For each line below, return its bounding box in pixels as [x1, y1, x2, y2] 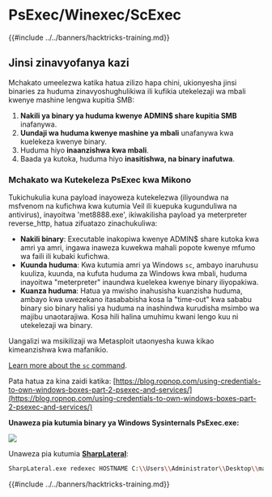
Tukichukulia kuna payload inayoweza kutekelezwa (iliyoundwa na [8, 192, 229, 202]
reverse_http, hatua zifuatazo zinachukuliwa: [8, 218, 158, 228]
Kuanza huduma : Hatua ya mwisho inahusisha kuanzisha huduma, [19, 286, 243, 296]
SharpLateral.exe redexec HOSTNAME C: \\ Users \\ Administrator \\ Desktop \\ [8, 465, 259, 473]
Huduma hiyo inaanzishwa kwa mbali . [19, 145, 150, 155]
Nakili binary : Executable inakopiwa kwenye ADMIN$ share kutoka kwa [19, 234, 259, 244]
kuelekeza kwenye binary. [19, 136, 108, 146]
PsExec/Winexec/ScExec [8, 6, 182, 24]
